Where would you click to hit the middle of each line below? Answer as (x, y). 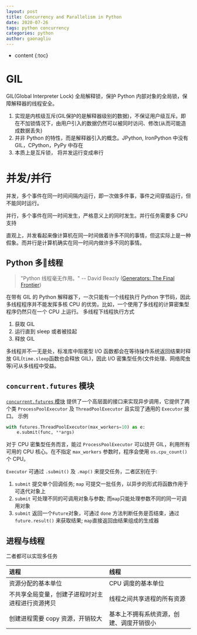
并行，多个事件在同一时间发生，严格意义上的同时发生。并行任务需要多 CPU (97, 215)
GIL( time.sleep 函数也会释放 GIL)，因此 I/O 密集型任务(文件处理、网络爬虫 (101, 358)
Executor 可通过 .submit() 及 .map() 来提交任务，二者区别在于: (82, 471)
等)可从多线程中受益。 (33, 366)
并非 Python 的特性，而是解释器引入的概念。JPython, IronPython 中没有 (101, 138)
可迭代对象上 (30, 491)
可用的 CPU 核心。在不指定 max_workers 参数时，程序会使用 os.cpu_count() (97, 451)
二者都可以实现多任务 (32, 556)
